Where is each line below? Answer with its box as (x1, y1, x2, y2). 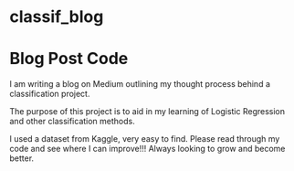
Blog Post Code (9, 48, 129, 69)
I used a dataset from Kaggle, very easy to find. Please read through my (9, 134, 280, 144)
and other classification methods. (9, 116, 135, 127)
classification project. (9, 89, 90, 100)
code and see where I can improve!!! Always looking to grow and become (9, 144, 286, 155)
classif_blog (9, 6, 104, 27)
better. (9, 153, 35, 164)
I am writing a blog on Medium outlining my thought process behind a (9, 79, 271, 90)
